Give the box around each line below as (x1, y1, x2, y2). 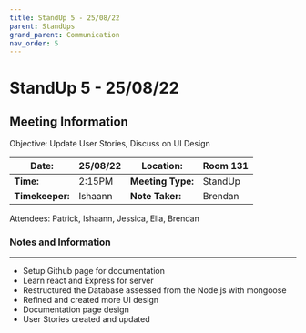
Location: (140, 160, 183, 173)
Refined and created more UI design (22, 294, 159, 305)
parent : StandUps (9, 22, 76, 31)
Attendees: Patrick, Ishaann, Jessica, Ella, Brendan (9, 213, 200, 224)
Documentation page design (22, 304, 129, 315)
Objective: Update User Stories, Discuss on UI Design (9, 138, 211, 149)
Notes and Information (9, 236, 111, 248)
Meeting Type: (130, 175, 194, 187)
